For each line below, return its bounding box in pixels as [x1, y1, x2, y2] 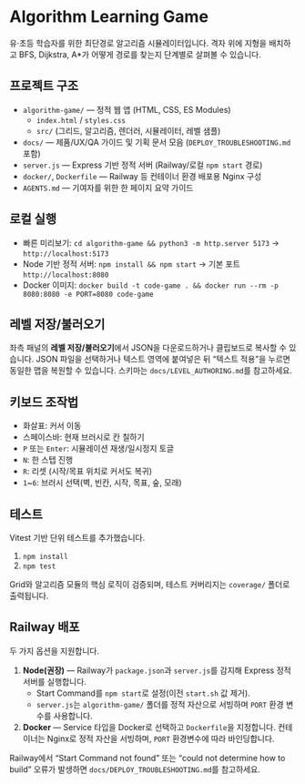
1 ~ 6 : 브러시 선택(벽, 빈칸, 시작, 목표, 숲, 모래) [22, 477, 182, 488]
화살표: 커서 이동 [22, 421, 82, 432]
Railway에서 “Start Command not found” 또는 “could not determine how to [9, 752, 286, 763]
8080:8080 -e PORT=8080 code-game [22, 290, 154, 299]
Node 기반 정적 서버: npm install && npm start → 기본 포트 [22, 258, 241, 270]
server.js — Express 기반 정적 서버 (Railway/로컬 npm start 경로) [22, 159, 263, 170]
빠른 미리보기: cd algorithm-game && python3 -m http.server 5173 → [22, 237, 280, 248]
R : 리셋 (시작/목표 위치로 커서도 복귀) [22, 466, 153, 477]
